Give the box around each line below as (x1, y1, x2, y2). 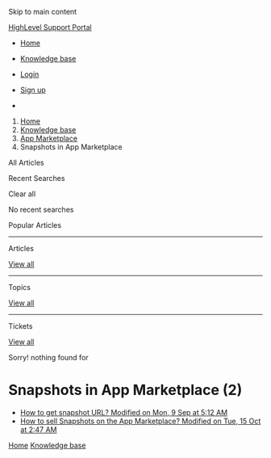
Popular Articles (8, 221, 62, 229)
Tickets (8, 321, 33, 330)
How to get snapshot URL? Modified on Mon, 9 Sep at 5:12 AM (19, 407, 228, 417)
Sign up (19, 85, 46, 95)
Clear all (8, 189, 36, 199)
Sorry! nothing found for (8, 353, 89, 362)
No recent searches (8, 205, 74, 214)
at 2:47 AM (19, 424, 57, 435)
